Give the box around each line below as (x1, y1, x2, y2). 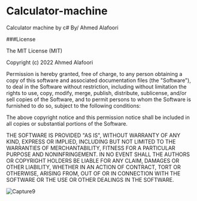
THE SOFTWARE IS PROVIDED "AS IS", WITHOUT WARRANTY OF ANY (6, 132, 181, 139)
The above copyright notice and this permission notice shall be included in (6, 114, 190, 121)
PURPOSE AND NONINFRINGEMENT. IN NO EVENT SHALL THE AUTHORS (6, 151, 190, 158)
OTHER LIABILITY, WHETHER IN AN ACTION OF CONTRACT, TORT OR (6, 163, 181, 170)
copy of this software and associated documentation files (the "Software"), (6, 77, 192, 84)
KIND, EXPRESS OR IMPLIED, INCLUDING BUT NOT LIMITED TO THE (6, 138, 176, 145)
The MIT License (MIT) (6, 47, 63, 54)
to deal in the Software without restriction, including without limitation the (6, 83, 187, 90)
